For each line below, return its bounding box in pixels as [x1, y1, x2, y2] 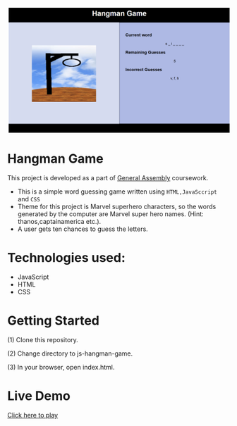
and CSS [17, 195, 40, 203]
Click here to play [7, 411, 59, 420]
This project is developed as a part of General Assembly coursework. [7, 174, 209, 182]
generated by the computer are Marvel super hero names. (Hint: [17, 210, 204, 218]
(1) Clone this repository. [7, 336, 79, 344]
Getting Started [7, 313, 100, 328]
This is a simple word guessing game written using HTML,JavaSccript [17, 187, 217, 196]
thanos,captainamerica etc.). [17, 218, 102, 226]
